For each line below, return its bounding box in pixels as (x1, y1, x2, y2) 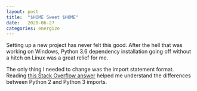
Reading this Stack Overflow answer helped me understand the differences (6, 72, 191, 79)
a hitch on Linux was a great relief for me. (6, 54, 109, 61)
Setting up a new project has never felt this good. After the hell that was (6, 42, 183, 49)
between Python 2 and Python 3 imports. (6, 79, 107, 86)
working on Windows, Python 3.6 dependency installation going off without (6, 48, 191, 55)
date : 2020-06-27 (6, 20, 55, 26)
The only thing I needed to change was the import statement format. (6, 66, 174, 73)
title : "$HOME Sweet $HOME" (6, 14, 79, 20)
